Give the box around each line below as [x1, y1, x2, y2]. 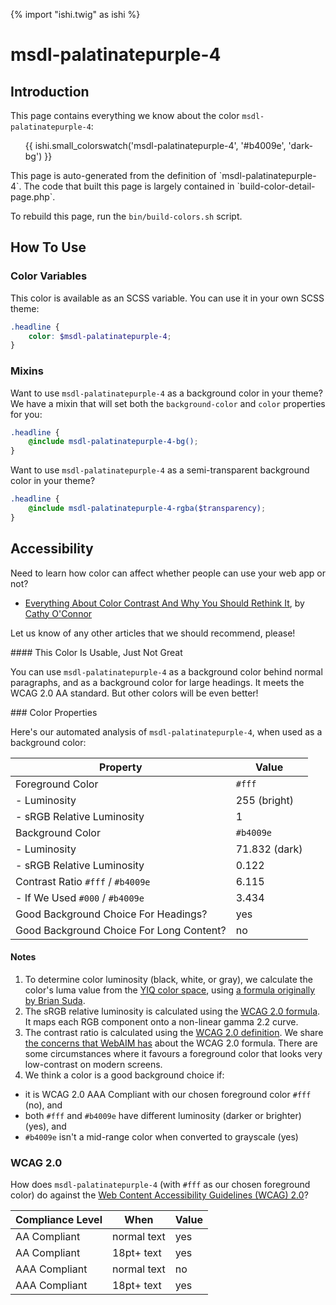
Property [99, 760, 143, 774]
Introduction [10, 83, 90, 100]
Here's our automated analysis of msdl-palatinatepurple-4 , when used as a [10, 725, 323, 738]
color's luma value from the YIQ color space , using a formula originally [24, 984, 316, 996]
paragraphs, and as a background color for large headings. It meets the [10, 676, 305, 688]
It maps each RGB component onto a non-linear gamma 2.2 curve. [24, 1015, 299, 1028]
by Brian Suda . [24, 994, 86, 1006]
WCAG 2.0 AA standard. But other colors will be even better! [10, 687, 259, 699]
